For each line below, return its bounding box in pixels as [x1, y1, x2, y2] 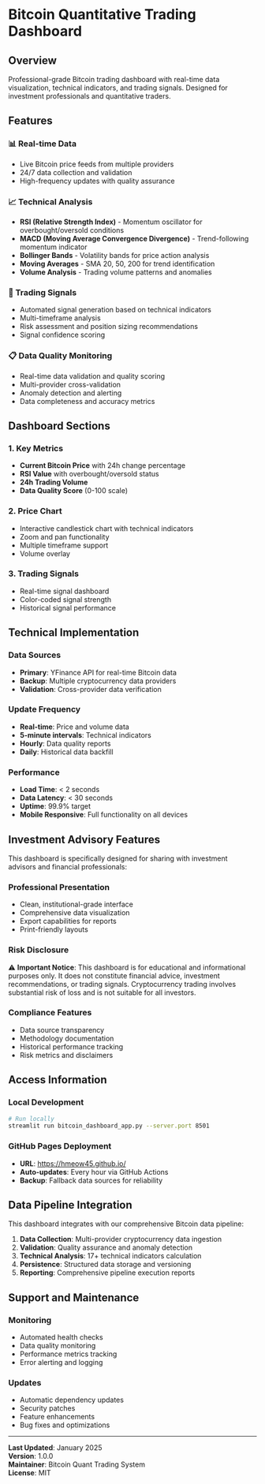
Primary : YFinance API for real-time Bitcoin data [19, 667, 177, 677]
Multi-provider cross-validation [19, 379, 121, 389]
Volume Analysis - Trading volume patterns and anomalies [19, 267, 213, 277]
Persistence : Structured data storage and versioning [19, 1260, 192, 1269]
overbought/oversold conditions [19, 225, 125, 234]
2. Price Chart [8, 506, 62, 517]
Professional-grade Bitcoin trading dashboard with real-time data [8, 75, 220, 84]
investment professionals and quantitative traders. [8, 92, 171, 100]
